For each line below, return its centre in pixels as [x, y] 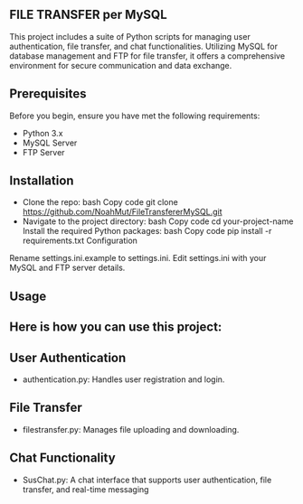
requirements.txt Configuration [80, 241]
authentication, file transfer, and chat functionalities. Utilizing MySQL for [144, 46]
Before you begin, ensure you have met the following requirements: [135, 116]
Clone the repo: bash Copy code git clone [100, 202]
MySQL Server [50, 143]
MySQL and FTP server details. [67, 268]
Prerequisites [48, 94]
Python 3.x [43, 133]
